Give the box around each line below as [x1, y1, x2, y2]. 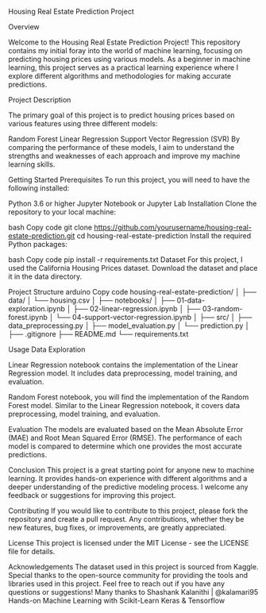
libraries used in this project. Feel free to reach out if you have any [8, 579, 225, 588]
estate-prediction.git [8, 231, 75, 241]
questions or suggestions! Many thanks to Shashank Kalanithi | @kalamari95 [8, 588, 259, 596]
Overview [8, 22, 40, 31]
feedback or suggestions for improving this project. [8, 491, 176, 499]
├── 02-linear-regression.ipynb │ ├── [72, 304, 201, 313]
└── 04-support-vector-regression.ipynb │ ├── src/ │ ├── [55, 313, 253, 322]
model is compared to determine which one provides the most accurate [8, 441, 242, 451]
